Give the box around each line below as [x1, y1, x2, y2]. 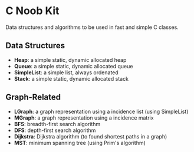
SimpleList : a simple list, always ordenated [14, 69, 119, 76]
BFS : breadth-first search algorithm [14, 120, 101, 127]
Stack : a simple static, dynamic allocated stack [14, 75, 129, 82]
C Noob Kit [5, 4, 60, 18]
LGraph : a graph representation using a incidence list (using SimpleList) [14, 108, 189, 115]
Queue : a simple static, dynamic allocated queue [14, 62, 133, 70]
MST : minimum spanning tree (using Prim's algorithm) [14, 139, 146, 146]
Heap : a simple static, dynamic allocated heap [14, 56, 127, 63]
